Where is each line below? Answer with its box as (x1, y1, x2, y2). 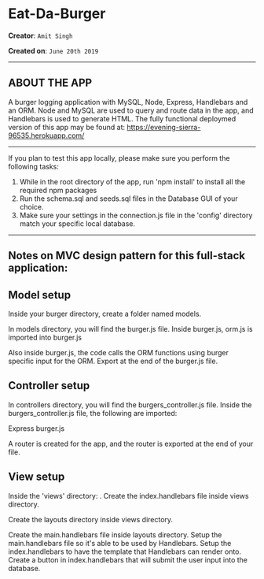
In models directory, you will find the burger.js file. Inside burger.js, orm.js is (8, 324, 253, 333)
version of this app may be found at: (8, 122, 126, 132)
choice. (19, 202, 45, 211)
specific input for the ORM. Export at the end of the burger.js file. (8, 356, 218, 366)
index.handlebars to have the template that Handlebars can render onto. (8, 547, 242, 556)
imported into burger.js (8, 332, 82, 342)
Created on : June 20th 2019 (8, 46, 99, 55)
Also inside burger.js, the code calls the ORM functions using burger (8, 347, 229, 357)
